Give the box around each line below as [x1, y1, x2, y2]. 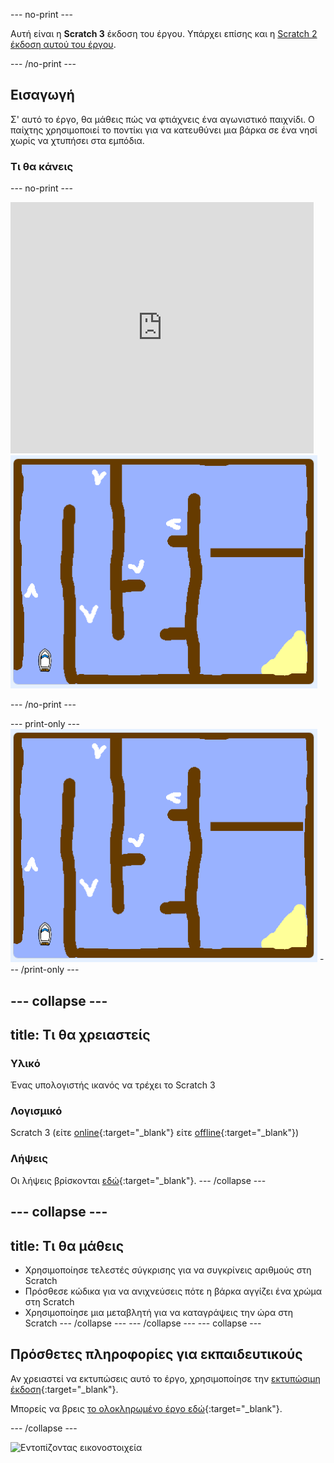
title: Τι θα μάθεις [10, 1237, 124, 1254]
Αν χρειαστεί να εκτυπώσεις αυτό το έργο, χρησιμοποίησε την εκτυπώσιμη [10, 1372, 321, 1384]
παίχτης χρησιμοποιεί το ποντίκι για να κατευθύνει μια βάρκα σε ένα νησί [10, 124, 318, 136]
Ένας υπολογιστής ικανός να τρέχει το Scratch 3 [10, 1079, 216, 1091]
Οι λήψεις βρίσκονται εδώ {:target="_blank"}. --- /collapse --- [10, 1174, 267, 1186]
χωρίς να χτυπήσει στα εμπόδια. [10, 134, 145, 146]
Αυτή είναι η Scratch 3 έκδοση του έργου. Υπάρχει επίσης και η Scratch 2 [10, 28, 318, 39]
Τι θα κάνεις [10, 159, 74, 173]
